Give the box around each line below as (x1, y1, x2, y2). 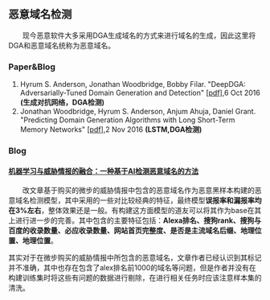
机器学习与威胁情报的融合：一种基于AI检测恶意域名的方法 (8, 166, 199, 175)
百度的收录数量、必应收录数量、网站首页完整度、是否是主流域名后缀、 (8, 226, 241, 236)
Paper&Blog (8, 61, 56, 72)
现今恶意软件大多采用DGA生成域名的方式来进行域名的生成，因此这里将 (22, 31, 256, 40)
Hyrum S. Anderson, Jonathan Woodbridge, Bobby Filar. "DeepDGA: (19, 80, 247, 89)
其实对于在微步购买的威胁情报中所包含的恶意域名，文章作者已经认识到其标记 (8, 253, 262, 263)
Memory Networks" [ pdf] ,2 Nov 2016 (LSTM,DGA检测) (19, 125, 202, 134)
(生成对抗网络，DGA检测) (19, 97, 104, 107)
